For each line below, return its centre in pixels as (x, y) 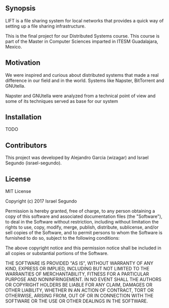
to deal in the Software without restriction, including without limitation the (82, 222)
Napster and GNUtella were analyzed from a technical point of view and (80, 96)
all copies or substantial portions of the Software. (57, 254)
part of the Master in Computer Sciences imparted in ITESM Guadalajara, (82, 41)
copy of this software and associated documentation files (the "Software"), (84, 216)
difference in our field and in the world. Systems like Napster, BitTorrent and (85, 80)
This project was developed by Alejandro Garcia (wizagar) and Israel (77, 158)
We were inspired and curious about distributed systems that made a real (82, 75)
